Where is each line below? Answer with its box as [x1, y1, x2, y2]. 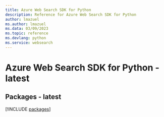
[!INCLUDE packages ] [5, 106, 51, 112]
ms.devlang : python [5, 36, 46, 41]
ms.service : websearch [5, 40, 53, 45]
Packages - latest [5, 93, 62, 101]
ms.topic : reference [5, 31, 49, 36]
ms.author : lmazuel [5, 21, 46, 27]
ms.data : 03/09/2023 [5, 26, 49, 31]
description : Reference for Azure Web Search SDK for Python [5, 12, 137, 17]
